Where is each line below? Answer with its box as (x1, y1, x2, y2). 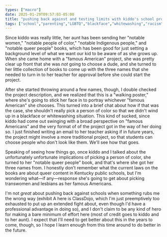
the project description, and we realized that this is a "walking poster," (5, 92, 149, 98)
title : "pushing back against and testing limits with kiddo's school (5, 16, 155, 21)
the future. (5, 227, 27, 234)
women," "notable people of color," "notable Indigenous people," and (5, 40, 147, 46)
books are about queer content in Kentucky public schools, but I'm (5, 170, 142, 176)
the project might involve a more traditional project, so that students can (5, 134, 153, 140)
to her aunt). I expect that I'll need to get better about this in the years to (5, 217, 153, 223)
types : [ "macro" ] (5, 7, 41, 12)
